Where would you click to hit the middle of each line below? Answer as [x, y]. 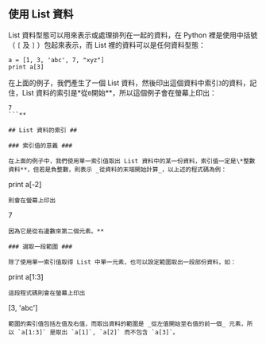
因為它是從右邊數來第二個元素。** [56, 231]
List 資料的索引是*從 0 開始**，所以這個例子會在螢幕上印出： [119, 92]
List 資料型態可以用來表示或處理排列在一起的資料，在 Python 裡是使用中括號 [133, 35]
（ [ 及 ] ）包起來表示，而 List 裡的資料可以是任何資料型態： [107, 45]
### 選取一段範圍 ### [40, 246]
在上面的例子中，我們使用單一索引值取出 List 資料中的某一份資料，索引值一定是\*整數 [132, 161]
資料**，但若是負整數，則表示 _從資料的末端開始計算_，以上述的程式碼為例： [118, 170]
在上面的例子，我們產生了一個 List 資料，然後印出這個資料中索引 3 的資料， [129, 83]
